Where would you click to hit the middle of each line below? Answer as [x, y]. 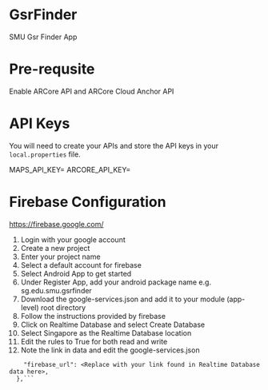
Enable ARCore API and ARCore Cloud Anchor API [92, 91]
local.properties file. [45, 154]
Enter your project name [60, 257]
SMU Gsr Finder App [43, 37]
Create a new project [55, 248]
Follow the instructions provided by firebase [93, 316]
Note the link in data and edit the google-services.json [110, 350]
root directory [63, 307]
